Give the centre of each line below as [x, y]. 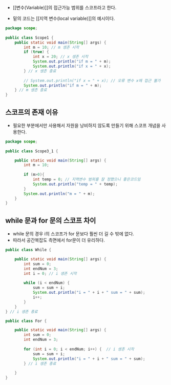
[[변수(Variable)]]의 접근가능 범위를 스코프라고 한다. [65, 7]
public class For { [26, 321]
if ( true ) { [37, 52]
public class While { [28, 250]
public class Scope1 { [29, 37]
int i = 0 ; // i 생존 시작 [50, 273]
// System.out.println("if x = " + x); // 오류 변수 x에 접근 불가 [92, 80]
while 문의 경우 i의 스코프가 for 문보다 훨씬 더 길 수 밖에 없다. [73, 234]
